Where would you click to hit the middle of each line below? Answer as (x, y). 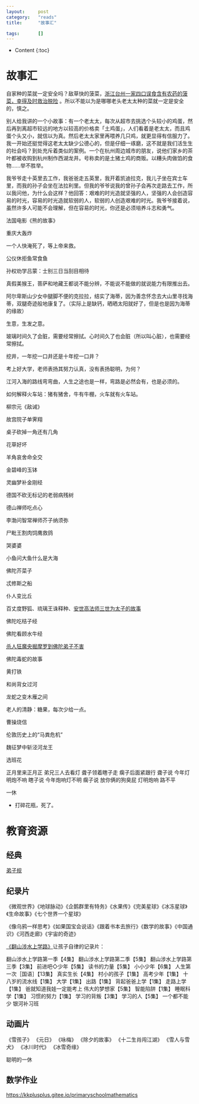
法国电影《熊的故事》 (32, 221)
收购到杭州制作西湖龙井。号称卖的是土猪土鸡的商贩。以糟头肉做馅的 (105, 158)
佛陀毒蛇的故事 (24, 659)
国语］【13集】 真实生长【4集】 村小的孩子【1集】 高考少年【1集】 (102, 974)
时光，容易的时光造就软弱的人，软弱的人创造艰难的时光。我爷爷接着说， (105, 201)
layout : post (28, 12)
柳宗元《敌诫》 (24, 407)
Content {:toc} (32, 50)
